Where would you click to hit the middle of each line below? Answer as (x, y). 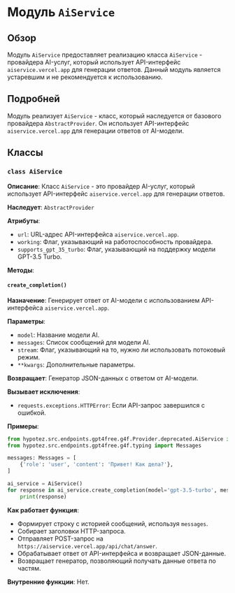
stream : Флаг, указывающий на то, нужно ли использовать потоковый (121, 350)
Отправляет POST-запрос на (60, 538)
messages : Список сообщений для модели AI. (84, 342)
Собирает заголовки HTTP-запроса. (71, 531)
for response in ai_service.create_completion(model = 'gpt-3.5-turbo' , (112, 490)
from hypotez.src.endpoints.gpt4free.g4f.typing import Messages (104, 445)
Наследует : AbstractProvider (51, 207)
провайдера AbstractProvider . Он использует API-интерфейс (98, 123)
